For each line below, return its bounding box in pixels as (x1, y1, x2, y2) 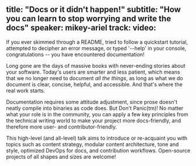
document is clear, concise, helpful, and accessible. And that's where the (6, 81, 183, 88)
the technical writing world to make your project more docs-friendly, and (6, 117, 181, 124)
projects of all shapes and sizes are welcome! (6, 153, 116, 160)
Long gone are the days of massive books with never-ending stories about (6, 62, 185, 69)
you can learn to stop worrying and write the (6, 14, 171, 24)
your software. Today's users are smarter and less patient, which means (6, 68, 180, 75)
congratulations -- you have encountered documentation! (6, 51, 145, 58)
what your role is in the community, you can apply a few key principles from (6, 110, 188, 117)
